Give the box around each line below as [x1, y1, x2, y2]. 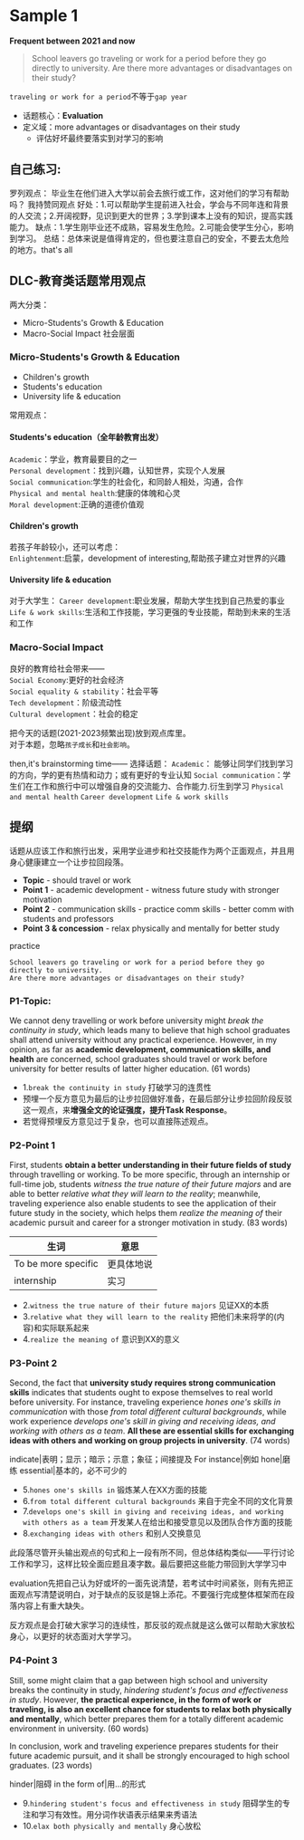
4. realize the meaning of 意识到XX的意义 [22, 1334, 180, 1345]
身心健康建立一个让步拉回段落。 [9, 857, 128, 867]
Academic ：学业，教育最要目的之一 [9, 454, 138, 465]
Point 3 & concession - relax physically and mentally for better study [22, 923, 280, 934]
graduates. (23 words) [9, 1759, 93, 1770]
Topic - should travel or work [22, 875, 132, 886]
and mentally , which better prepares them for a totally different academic [9, 1713, 284, 1724]
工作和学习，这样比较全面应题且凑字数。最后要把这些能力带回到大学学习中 [9, 1558, 287, 1569]
